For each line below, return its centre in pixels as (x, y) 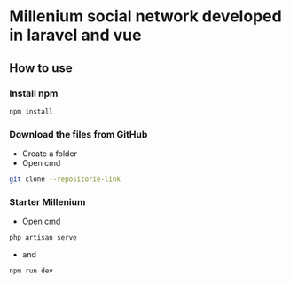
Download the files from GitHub (78, 134)
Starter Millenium (47, 201)
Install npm (34, 93)
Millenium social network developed (145, 16)
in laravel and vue (75, 35)
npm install (31, 111)
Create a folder (50, 154)
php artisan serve (43, 238)
